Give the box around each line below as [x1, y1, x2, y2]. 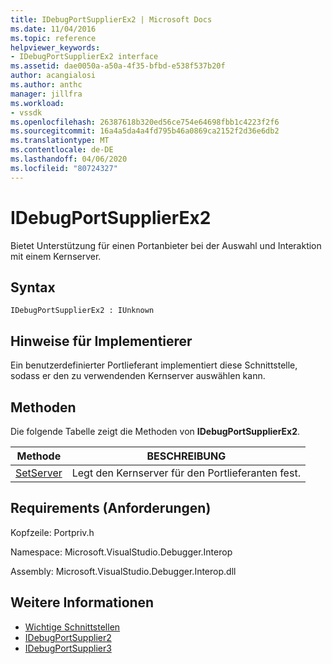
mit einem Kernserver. [10, 250, 102, 262]
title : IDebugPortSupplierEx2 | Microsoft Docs [10, 14, 213, 25]
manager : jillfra [10, 89, 83, 99]
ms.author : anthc [10, 80, 83, 90]
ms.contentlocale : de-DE [10, 145, 114, 155]
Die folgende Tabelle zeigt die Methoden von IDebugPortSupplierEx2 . [10, 426, 301, 437]
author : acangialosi [10, 71, 97, 81]
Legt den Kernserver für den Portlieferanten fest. [71, 466, 301, 480]
